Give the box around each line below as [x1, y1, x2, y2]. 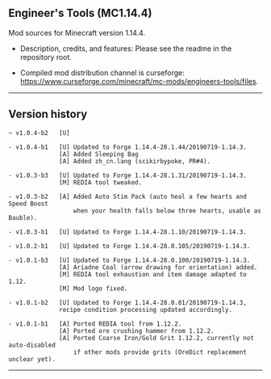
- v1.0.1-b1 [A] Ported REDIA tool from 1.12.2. [8, 319, 182, 328]
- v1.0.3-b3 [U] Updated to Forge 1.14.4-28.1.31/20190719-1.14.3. [8, 171, 248, 179]
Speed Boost [8, 200, 48, 208]
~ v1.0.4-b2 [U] [8, 128, 70, 137]
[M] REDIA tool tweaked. [59, 178, 143, 187]
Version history [8, 107, 88, 121]
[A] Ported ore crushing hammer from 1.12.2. [59, 326, 215, 335]
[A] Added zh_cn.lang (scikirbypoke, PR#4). [59, 157, 211, 165]
